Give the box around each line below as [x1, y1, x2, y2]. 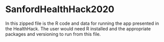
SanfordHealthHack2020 [5, 4, 114, 15]
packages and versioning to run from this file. [5, 31, 101, 37]
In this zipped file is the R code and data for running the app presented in [5, 20, 159, 26]
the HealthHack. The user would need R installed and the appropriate [5, 25, 151, 31]
